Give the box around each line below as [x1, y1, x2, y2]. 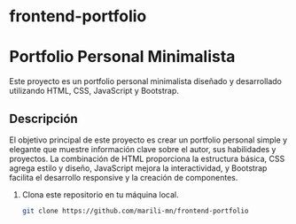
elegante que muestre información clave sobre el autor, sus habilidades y [9, 143, 277, 154]
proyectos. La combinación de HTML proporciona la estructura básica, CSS [9, 153, 285, 164]
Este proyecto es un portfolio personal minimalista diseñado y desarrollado [9, 76, 282, 87]
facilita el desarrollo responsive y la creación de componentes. [9, 172, 238, 182]
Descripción [9, 111, 78, 126]
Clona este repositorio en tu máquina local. [21, 189, 179, 200]
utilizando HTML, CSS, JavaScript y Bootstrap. [9, 86, 180, 97]
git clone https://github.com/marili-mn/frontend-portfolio [21, 206, 249, 215]
